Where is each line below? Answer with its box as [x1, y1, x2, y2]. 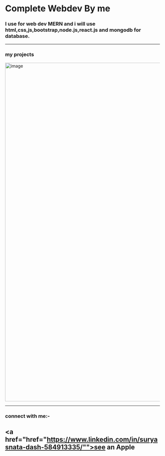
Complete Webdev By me [5, 3, 110, 14]
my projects [5, 51, 34, 58]
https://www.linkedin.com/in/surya [46, 435, 158, 444]
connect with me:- [5, 412, 50, 419]
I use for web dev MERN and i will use [5, 21, 96, 27]
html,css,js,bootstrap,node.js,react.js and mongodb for [5, 26, 141, 33]
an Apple [107, 443, 135, 452]
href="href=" [5, 435, 47, 444]
